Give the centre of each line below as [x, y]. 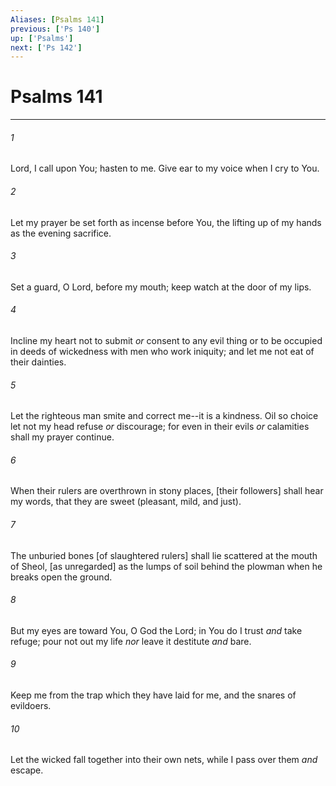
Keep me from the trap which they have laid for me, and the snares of [153, 695]
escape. [27, 770]
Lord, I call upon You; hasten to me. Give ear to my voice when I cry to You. [165, 168]
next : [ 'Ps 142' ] [46, 47]
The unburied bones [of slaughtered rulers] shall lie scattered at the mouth [164, 555]
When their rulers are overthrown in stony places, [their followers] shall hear [167, 491]
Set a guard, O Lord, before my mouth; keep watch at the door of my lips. [161, 287]
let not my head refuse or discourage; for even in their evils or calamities [160, 427]
